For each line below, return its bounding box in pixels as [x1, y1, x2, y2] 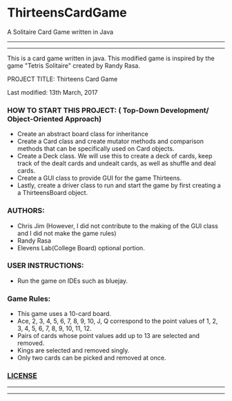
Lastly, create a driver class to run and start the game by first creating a [17, 181, 221, 189]
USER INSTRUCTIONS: [7, 261, 84, 270]
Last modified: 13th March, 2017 [7, 88, 98, 96]
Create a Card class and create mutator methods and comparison [17, 137, 204, 146]
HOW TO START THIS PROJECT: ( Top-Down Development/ [7, 105, 209, 115]
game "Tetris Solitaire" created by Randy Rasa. [7, 61, 140, 70]
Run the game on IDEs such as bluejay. [17, 277, 128, 285]
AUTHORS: [7, 206, 45, 216]
